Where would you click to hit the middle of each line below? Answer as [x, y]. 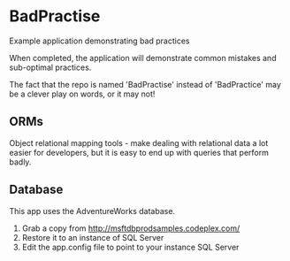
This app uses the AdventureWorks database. [92, 211]
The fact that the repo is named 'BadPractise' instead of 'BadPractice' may [145, 84]
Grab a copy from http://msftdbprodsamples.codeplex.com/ [131, 228]
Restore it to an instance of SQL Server [93, 237]
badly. [20, 162]
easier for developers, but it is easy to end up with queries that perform [139, 152]
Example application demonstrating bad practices [99, 41]
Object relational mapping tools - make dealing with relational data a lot [139, 142]
